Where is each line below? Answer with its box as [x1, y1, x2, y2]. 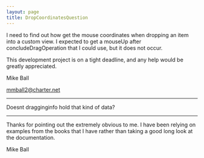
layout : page [6, 9, 39, 15]
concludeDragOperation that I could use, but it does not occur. [6, 44, 163, 52]
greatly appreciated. [6, 62, 57, 70]
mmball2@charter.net [6, 86, 61, 93]
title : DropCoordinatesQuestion [6, 15, 88, 21]
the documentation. [6, 134, 56, 141]
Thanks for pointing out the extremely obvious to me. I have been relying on [6, 121, 196, 128]
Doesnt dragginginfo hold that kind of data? [6, 103, 115, 111]
